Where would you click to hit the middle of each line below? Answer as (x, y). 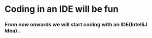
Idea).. (13, 31)
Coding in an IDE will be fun (62, 9)
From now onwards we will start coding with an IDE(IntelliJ (76, 25)
